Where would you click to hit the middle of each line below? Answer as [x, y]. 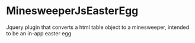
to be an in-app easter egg [39, 33]
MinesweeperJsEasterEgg [72, 11]
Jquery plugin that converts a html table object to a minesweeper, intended [98, 27]
